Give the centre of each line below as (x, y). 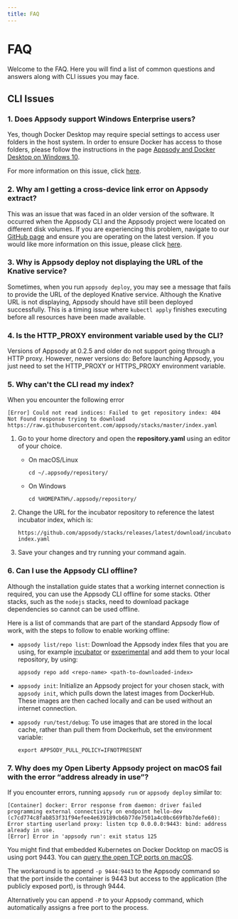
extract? (22, 198)
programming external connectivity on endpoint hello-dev (95, 812)
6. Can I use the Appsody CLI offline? (72, 571)
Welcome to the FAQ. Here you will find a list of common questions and (111, 69)
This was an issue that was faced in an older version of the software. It (111, 213)
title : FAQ (23, 14)
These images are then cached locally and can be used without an (115, 701)
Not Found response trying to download (66, 419)
